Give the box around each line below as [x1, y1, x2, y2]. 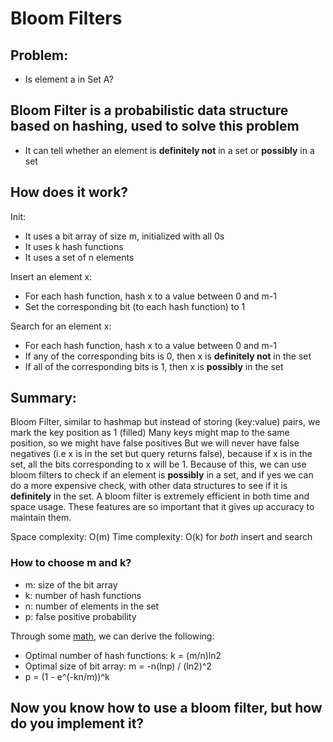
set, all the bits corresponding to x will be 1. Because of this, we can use [10, 458, 307, 471]
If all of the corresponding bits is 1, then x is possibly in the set [24, 360, 284, 372]
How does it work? [10, 184, 129, 201]
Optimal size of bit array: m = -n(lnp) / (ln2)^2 [24, 660, 212, 672]
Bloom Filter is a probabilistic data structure [10, 102, 289, 119]
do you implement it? [10, 715, 145, 732]
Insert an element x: [10, 270, 93, 282]
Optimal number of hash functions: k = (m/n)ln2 [24, 649, 222, 661]
